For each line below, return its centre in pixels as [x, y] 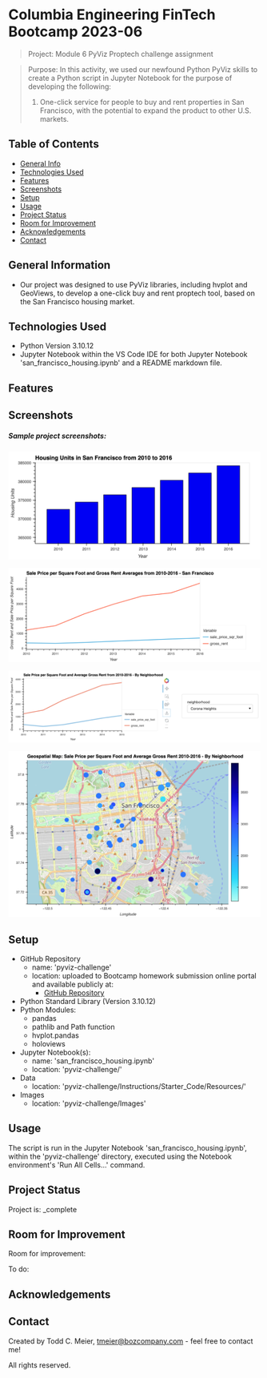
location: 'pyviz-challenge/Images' [89, 1103]
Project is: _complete [43, 1209]
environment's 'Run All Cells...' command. [77, 1165]
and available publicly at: [73, 984]
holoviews [48, 1043]
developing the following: [70, 86]
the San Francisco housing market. [77, 301]
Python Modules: [48, 1010]
